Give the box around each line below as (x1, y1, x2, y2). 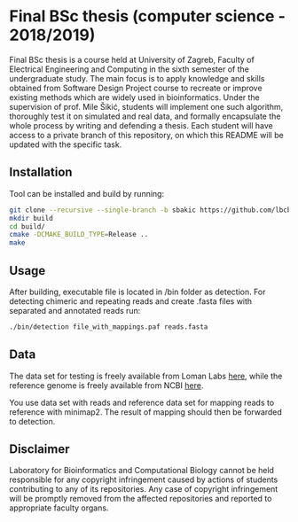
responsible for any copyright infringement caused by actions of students (9, 474, 278, 485)
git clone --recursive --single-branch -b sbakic (9, 206, 197, 214)
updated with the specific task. (9, 139, 122, 150)
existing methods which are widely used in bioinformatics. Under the (9, 91, 260, 103)
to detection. (9, 416, 56, 426)
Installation (9, 165, 73, 180)
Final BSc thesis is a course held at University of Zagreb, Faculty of (9, 54, 255, 65)
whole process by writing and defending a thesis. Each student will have (9, 120, 273, 130)
